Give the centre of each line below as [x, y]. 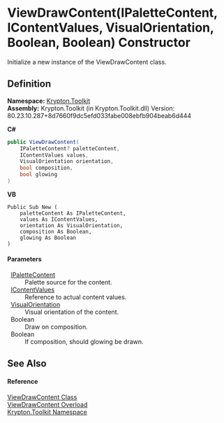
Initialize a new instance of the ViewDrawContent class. [87, 62]
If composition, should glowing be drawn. [84, 342]
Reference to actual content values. [76, 297]
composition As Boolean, [56, 231]
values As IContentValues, [59, 219]
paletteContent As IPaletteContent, [73, 213]
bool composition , [46, 168]
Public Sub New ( [32, 207]
